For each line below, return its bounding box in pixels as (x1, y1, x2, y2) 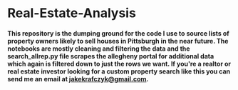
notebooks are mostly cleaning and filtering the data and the (7, 44, 190, 53)
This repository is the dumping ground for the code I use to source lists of (7, 29, 229, 37)
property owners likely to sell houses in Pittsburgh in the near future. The (7, 36, 229, 45)
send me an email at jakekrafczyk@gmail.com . (7, 74, 149, 83)
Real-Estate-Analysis (7, 5, 137, 21)
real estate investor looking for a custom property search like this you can (7, 66, 230, 76)
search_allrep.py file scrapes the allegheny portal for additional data (7, 51, 214, 60)
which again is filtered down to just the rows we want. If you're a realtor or (7, 59, 232, 68)
